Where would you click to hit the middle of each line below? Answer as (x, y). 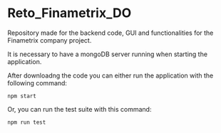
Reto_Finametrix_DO (70, 13)
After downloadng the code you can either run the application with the (110, 75)
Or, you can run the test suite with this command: (79, 109)
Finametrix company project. (50, 40)
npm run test (27, 122)
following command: (37, 83)
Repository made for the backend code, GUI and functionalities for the (110, 33)
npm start (22, 96)
